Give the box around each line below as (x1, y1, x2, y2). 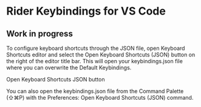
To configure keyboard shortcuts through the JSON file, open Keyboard (6, 44, 185, 52)
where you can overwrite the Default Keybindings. (6, 64, 132, 71)
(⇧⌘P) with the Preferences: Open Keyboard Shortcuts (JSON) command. (6, 94, 194, 101)
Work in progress (6, 29, 73, 39)
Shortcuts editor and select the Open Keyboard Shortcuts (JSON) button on (6, 51, 196, 58)
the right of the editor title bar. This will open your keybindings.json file (6, 58, 183, 64)
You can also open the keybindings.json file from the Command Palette (6, 88, 184, 95)
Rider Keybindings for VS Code (6, 4, 166, 18)
